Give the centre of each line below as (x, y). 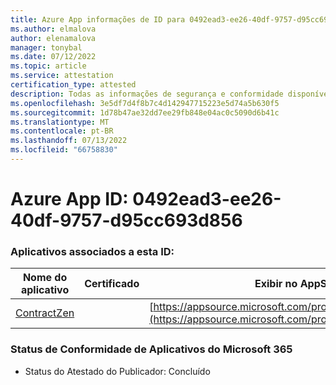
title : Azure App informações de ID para (98, 19)
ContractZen (45, 313)
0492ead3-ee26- (207, 199)
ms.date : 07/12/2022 (53, 57)
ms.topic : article (48, 66)
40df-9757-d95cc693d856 (126, 220)
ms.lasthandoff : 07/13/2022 (69, 141)
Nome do (45, 278)
